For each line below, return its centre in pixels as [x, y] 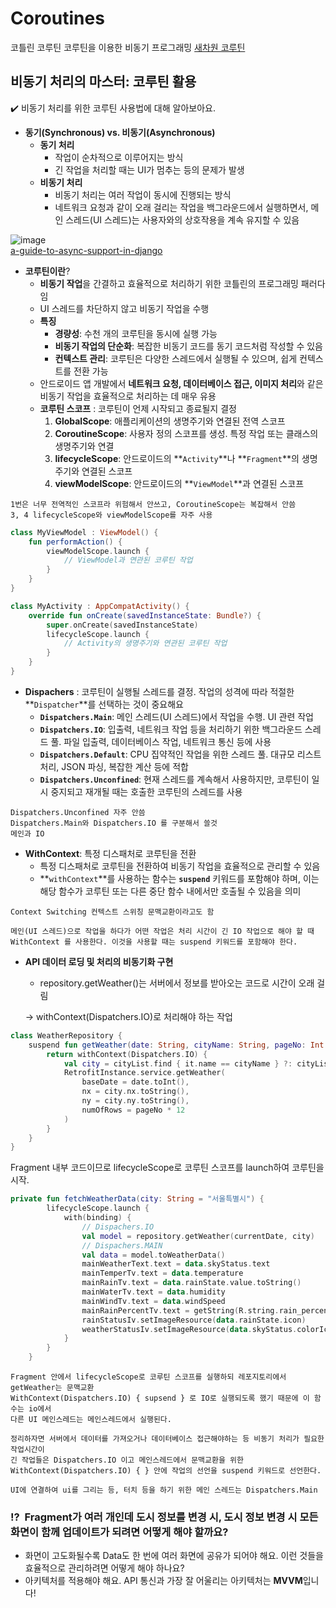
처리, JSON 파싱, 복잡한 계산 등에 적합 [114, 766]
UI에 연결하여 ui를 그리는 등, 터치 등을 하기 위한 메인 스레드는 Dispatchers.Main [164, 1490]
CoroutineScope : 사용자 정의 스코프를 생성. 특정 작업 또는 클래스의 [186, 433]
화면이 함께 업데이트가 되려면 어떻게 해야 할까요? [119, 1532]
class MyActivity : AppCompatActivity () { [100, 606]
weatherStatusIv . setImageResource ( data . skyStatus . [189, 1329]
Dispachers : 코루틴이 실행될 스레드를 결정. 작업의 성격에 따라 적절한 [159, 691]
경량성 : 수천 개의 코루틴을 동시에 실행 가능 [136, 333]
